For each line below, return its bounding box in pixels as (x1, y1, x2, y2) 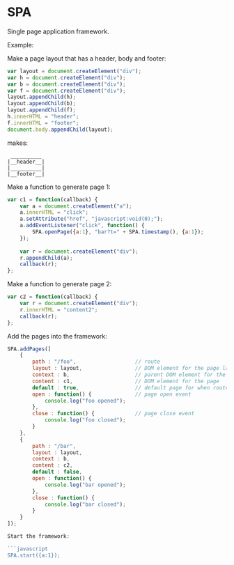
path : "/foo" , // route (32, 358, 160, 366)
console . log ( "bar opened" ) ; (44, 481, 127, 488)
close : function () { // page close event (32, 410, 195, 417)
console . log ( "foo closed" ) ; (44, 417, 127, 424)
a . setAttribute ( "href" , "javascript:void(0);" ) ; (19, 215, 164, 223)
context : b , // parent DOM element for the (32, 371, 226, 378)
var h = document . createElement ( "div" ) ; (7, 74, 127, 81)
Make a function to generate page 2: (7, 280, 112, 288)
